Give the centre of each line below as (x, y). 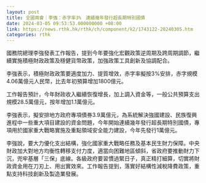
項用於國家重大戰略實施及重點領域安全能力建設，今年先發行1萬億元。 (93, 130)
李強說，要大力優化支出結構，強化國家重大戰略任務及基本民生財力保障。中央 (103, 143)
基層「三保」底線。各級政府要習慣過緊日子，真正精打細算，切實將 (111, 159)
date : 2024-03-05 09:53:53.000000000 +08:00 (64, 23)
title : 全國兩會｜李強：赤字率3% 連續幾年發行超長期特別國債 (76, 18)
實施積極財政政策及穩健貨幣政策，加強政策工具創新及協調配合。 (92, 61)
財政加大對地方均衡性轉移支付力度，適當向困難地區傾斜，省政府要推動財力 (100, 151)
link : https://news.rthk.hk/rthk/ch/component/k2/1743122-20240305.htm (100, 29)
